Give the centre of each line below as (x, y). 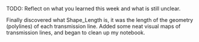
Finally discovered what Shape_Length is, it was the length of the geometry (100, 20)
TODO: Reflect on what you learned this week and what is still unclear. (93, 9)
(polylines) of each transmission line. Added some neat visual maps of (93, 26)
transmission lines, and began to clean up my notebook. (76, 33)
